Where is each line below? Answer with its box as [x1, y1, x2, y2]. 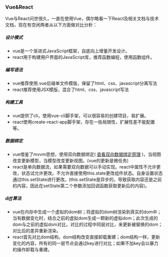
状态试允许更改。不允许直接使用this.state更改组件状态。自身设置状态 [21, 170, 163, 177]
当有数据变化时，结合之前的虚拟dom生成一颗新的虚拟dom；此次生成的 [12, 215, 158, 221]
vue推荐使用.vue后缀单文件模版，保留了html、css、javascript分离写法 [12, 80, 157, 87]
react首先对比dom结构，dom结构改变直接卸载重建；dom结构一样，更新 [12, 234, 160, 240]
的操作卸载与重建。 [12, 246, 52, 252]
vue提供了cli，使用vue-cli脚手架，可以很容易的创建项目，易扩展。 [12, 113, 149, 119]
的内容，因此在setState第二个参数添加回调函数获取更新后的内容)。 [12, 183, 150, 189]
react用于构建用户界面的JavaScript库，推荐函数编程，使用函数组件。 [12, 54, 155, 60]
